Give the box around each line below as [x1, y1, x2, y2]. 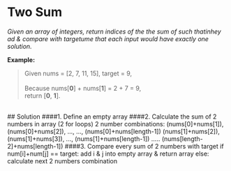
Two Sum [7, 4, 63, 20]
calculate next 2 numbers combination [7, 156, 118, 165]
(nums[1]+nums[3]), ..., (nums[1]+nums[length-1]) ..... [7, 134, 161, 143]
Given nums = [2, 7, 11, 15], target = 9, [24, 69, 133, 77]
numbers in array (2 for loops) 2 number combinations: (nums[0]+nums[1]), [7, 119, 224, 128]
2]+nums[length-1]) [7, 142, 64, 150]
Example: [7, 55, 36, 64]
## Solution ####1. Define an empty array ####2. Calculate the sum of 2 [7, 112, 217, 121]
